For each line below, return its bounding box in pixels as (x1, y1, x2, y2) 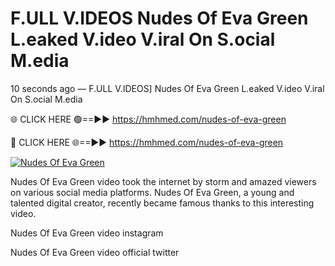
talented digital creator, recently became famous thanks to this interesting (10, 197, 315, 209)
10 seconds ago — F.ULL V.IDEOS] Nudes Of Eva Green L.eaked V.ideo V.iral (10, 82, 325, 94)
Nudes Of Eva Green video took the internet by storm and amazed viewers (10, 175, 317, 187)
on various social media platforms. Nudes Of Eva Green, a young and (10, 186, 295, 198)
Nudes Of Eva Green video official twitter (10, 246, 180, 258)
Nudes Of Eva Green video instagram (10, 227, 164, 239)
